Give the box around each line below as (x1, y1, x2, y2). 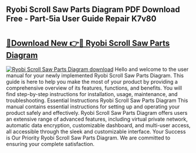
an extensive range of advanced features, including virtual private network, (6, 115, 188, 123)
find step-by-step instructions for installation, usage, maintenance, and (6, 91, 178, 97)
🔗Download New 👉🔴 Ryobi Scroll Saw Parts (6, 38, 170, 48)
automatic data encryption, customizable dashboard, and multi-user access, (6, 122, 191, 128)
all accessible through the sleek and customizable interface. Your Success (6, 128, 186, 135)
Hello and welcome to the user (114, 66, 189, 73)
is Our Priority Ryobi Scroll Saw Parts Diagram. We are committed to (6, 134, 171, 141)
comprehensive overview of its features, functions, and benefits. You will (6, 84, 183, 91)
